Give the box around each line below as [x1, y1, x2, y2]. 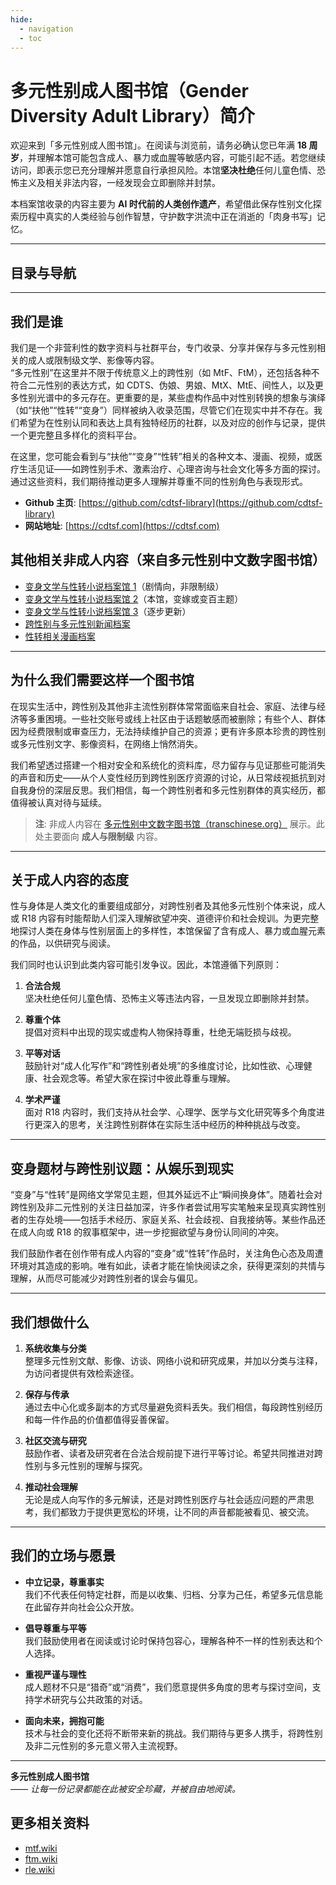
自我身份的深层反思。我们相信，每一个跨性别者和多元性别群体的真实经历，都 [10, 784, 326, 796]
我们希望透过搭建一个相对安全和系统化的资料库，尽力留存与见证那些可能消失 [10, 759, 326, 771]
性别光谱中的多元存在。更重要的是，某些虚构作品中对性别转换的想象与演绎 [18, 391, 326, 403]
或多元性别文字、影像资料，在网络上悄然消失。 [10, 737, 203, 750]
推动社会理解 [24, 1481, 78, 1493]
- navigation [19, 24, 74, 34]
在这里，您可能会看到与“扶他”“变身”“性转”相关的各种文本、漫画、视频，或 [10, 450, 314, 462]
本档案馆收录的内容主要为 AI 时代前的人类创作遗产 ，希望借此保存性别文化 [10, 198, 313, 210]
